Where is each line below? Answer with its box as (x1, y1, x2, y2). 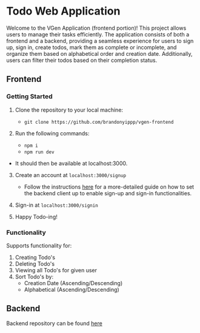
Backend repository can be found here (6, 320, 103, 327)
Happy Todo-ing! (15, 213, 58, 220)
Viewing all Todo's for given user (15, 266, 98, 274)
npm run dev (24, 149, 55, 155)
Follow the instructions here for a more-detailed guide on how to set (24, 183, 195, 190)
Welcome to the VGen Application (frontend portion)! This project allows (6, 24, 187, 32)
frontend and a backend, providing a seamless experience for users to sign (6, 37, 194, 44)
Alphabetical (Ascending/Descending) (24, 286, 119, 293)
